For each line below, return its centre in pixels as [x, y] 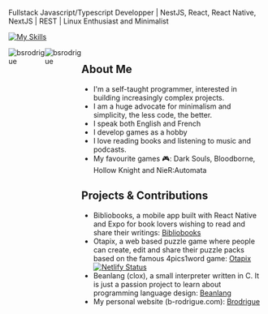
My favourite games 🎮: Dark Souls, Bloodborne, [174, 158]
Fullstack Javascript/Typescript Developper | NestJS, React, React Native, [132, 13]
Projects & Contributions [145, 196]
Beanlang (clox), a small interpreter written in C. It [176, 275]
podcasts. [110, 149]
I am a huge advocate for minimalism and [162, 106]
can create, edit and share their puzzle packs [169, 249]
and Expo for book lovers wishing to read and [169, 224]
